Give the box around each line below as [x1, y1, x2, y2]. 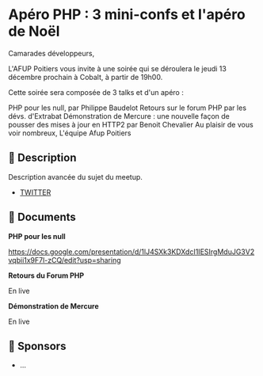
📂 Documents [8, 211, 77, 224]
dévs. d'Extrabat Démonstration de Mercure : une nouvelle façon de [8, 111, 230, 120]
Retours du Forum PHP [8, 271, 85, 280]
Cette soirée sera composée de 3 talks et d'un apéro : [8, 87, 184, 97]
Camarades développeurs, [8, 48, 95, 58]
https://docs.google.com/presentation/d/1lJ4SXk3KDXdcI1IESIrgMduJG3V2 [8, 247, 255, 256]
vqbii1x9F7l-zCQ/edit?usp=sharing [8, 255, 121, 264]
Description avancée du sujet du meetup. [8, 172, 143, 181]
